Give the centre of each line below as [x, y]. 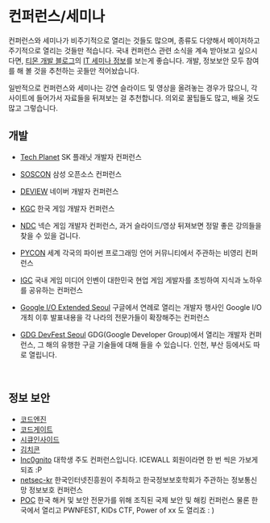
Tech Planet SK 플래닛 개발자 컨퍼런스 [81, 157]
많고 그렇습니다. [33, 108]
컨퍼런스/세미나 [57, 17]
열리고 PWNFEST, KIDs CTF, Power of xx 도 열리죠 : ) [128, 510]
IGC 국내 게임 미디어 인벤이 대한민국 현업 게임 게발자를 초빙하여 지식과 [131, 280]
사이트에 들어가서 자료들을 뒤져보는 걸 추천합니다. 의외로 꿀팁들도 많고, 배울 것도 [134, 98]
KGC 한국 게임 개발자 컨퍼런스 [67, 208]
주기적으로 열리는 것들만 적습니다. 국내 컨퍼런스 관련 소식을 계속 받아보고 [122, 50]
